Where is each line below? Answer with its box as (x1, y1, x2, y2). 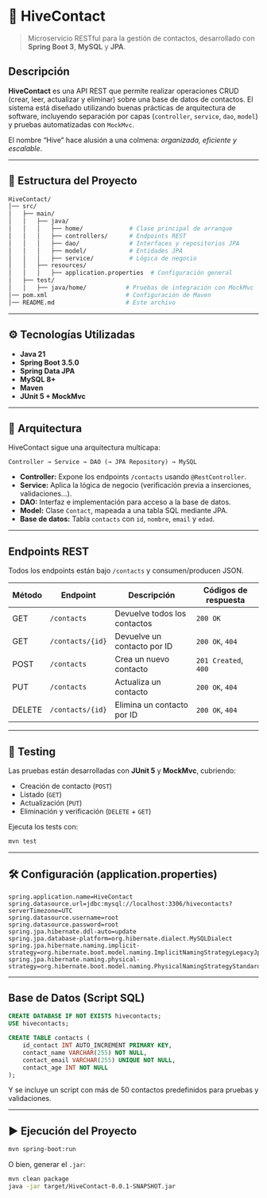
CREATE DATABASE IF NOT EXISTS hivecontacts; (8, 1012, 161, 1020)
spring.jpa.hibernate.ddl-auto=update (8, 927, 137, 936)
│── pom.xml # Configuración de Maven (8, 291, 212, 299)
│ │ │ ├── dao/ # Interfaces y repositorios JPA (8, 239, 240, 247)
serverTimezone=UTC (8, 906, 73, 914)
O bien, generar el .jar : (8, 1160, 86, 1169)
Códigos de (203, 585, 248, 596)
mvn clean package (8, 1175, 69, 1183)
